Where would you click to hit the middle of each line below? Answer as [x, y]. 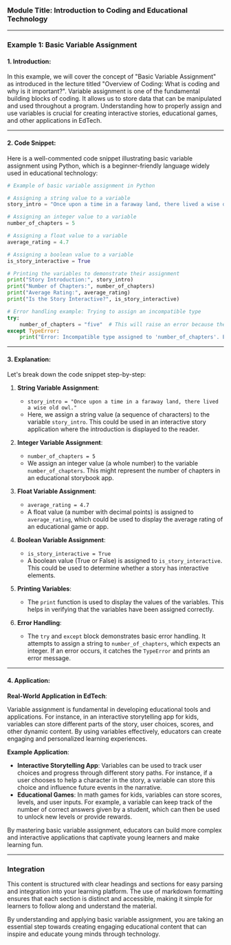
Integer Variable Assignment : [60, 443]
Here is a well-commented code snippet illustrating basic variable [100, 158]
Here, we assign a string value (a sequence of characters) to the [118, 415]
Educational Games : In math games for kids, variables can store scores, [119, 795]
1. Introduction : [29, 61]
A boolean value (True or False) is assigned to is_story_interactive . [125, 561]
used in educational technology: [53, 173]
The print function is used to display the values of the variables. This [125, 602]
